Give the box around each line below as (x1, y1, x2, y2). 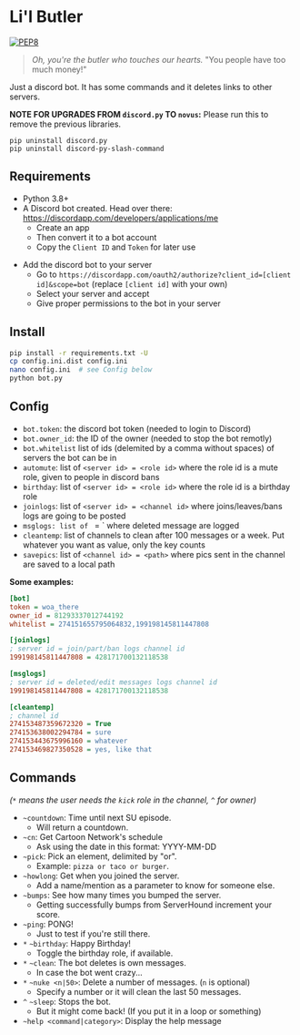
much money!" (31, 64, 87, 75)
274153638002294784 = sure (9, 728, 112, 737)
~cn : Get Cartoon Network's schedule (22, 831, 164, 842)
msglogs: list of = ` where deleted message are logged (22, 519, 239, 530)
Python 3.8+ (22, 193, 70, 204)
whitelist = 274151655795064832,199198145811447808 (9, 620, 209, 629)
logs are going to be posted (22, 510, 126, 521)
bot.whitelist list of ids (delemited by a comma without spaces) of (22, 442, 275, 453)
